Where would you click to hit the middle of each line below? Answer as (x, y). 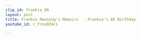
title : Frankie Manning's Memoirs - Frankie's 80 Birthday (71, 19)
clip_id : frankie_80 (27, 10)
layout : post (19, 15)
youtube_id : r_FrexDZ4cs (32, 24)
